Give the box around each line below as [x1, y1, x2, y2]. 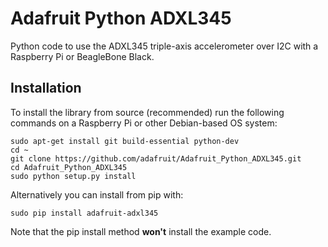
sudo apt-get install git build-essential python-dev [10, 136, 240, 146]
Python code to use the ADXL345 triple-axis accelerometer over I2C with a [10, 40, 319, 52]
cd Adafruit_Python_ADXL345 [10, 162, 128, 172]
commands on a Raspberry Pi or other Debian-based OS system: [10, 117, 278, 129]
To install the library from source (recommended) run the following [10, 106, 285, 118]
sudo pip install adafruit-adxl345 [10, 208, 159, 218]
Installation [10, 80, 82, 97]
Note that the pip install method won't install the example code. [10, 225, 272, 237]
